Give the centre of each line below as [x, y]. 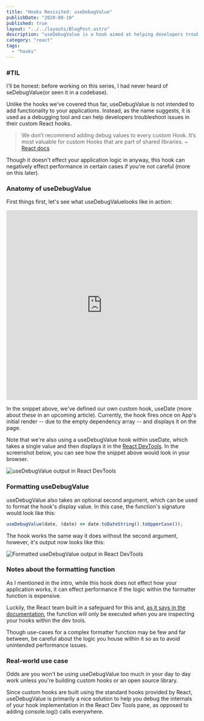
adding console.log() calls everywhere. [55, 712]
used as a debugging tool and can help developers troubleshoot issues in [98, 117]
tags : [13, 46]
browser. [17, 459]
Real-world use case [37, 661]
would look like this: [31, 513]
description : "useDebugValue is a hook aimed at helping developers [95, 35]
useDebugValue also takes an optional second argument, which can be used [102, 500]
